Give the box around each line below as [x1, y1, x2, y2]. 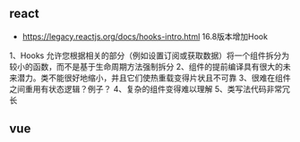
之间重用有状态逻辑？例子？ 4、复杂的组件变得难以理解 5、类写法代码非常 [9, 83, 283, 94]
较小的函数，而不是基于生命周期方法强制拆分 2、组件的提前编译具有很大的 [9, 61, 284, 71]
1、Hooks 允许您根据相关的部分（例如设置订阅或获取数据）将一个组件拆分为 [9, 50, 289, 61]
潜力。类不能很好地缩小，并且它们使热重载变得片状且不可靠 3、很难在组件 [16, 72, 291, 83]
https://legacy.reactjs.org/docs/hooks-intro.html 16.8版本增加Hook [21, 30, 269, 42]
